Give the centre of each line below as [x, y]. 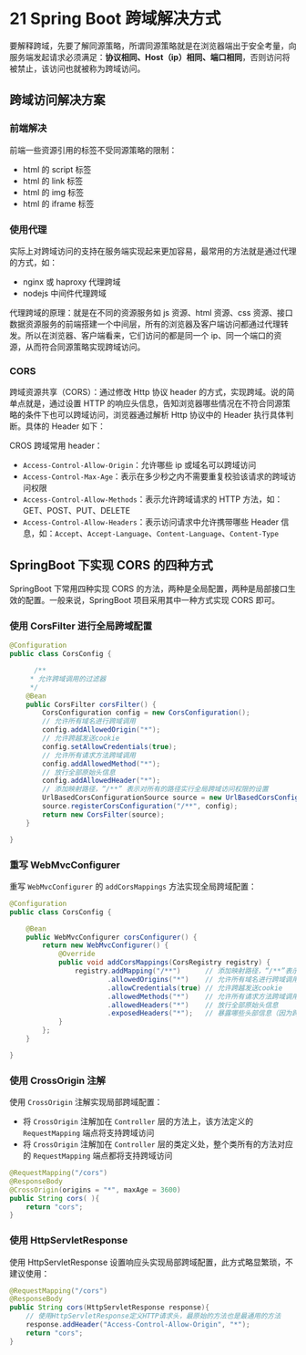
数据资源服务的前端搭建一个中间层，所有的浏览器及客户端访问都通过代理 [145, 324]
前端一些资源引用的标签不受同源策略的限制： [93, 150]
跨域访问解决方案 [57, 100]
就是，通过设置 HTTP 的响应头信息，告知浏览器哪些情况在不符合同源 [154, 403]
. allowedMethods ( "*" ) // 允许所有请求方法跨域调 [199, 996]
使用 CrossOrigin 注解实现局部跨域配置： [86, 1102]
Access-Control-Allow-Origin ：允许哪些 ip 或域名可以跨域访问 [139, 465]
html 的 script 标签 [57, 169]
